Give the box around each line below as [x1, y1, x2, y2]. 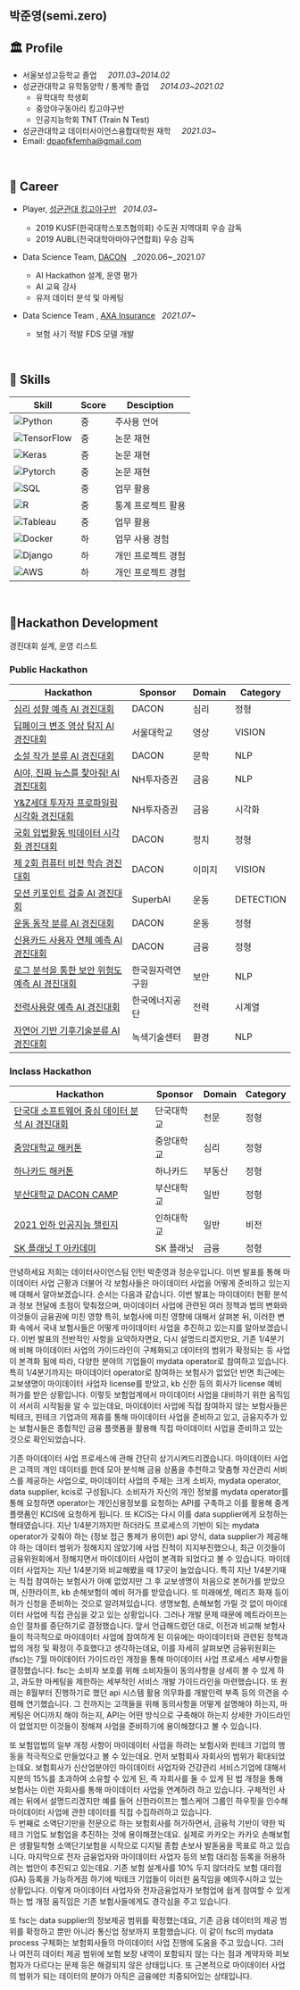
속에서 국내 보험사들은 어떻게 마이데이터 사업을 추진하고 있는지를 [18, 1322, 243, 1333]
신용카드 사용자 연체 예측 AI [13, 934, 123, 946]
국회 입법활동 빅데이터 [13, 827, 101, 839]
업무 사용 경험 [114, 532, 170, 545]
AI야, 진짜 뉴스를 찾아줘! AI [13, 766, 121, 779]
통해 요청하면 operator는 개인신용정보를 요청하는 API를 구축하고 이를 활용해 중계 [9, 1498, 289, 1509]
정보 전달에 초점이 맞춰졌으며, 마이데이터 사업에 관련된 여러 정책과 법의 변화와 [18, 1300, 288, 1311]
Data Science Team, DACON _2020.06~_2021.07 [21, 252, 205, 262]
